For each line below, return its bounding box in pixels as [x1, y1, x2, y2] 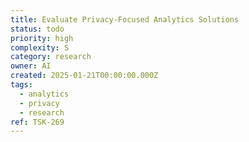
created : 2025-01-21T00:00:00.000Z [10, 71, 159, 81]
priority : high [10, 33, 74, 43]
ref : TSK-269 [10, 117, 65, 127]
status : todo [10, 24, 65, 34]
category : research [10, 52, 92, 62]
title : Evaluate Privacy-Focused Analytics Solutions [10, 14, 240, 25]
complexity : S [10, 42, 70, 53]
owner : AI [10, 61, 52, 71]
